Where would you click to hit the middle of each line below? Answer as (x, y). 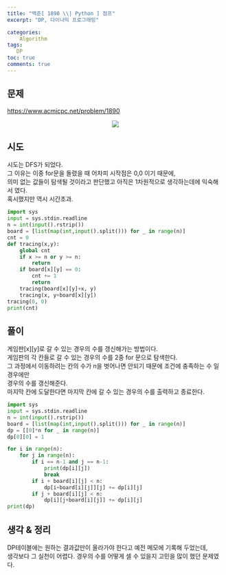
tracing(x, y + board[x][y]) (58, 295)
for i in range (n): (35, 449)
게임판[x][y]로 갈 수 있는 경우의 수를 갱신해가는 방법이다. (82, 349)
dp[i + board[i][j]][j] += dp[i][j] (93, 487)
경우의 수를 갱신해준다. (37, 383)
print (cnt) (23, 308)
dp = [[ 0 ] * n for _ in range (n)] (53, 430)
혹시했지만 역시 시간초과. (40, 199)
